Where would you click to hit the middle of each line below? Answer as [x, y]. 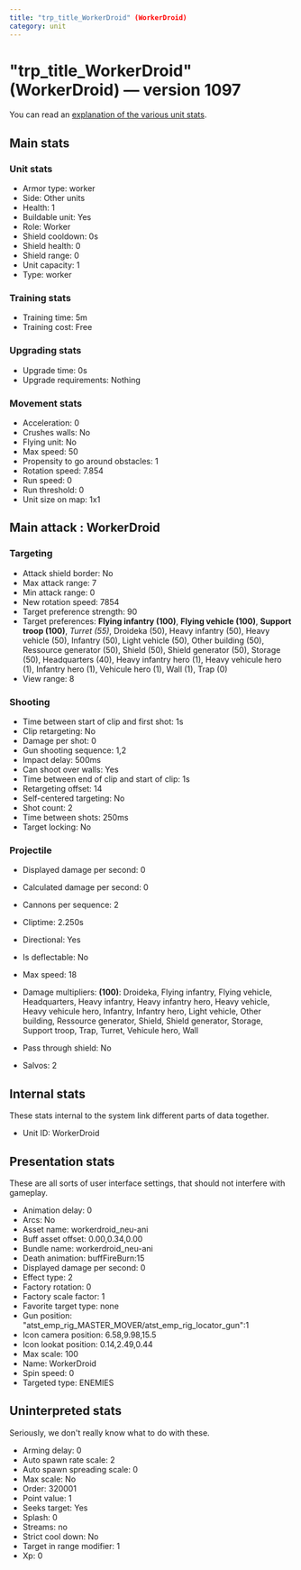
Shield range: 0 [50, 256]
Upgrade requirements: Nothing [82, 380]
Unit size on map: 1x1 [61, 500]
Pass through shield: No [67, 1048]
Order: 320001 [49, 1488]
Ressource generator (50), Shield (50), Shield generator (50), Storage [151, 649]
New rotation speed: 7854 [71, 601]
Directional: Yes [51, 940]
